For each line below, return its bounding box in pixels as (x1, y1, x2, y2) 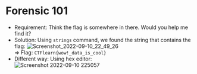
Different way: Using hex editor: (14, 55, 92, 62)
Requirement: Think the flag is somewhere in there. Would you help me (14, 24, 189, 31)
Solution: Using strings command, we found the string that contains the (14, 36, 191, 43)
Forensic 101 (5, 4, 68, 18)
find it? (14, 30, 32, 37)
